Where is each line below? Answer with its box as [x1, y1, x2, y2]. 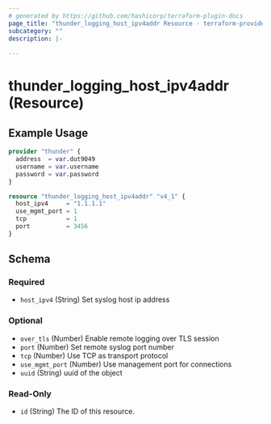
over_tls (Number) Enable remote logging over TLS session [19, 333, 219, 343]
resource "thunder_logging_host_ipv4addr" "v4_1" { [8, 192, 186, 201]
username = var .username [15, 163, 99, 171]
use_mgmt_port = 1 [15, 207, 78, 215]
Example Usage [8, 126, 89, 140]
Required [8, 277, 45, 288]
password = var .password [15, 170, 99, 178]
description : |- [8, 34, 63, 43]
